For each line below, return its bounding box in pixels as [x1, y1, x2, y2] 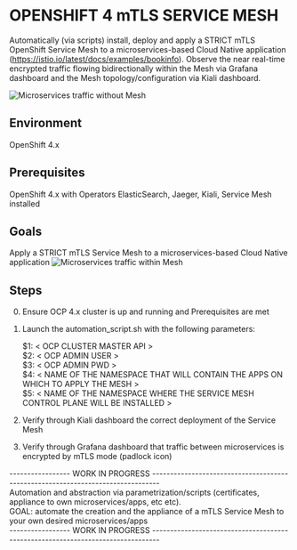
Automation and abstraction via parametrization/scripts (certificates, [9, 487, 260, 498]
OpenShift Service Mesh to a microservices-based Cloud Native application [9, 44, 286, 54]
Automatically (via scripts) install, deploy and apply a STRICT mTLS [9, 35, 256, 45]
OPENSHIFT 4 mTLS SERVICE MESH [9, 5, 279, 26]
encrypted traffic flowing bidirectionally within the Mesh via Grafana [9, 63, 259, 74]
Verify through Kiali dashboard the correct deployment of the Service [21, 415, 277, 425]
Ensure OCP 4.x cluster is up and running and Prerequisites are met [21, 306, 269, 317]
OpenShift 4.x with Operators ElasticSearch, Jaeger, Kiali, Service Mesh [9, 189, 273, 199]
